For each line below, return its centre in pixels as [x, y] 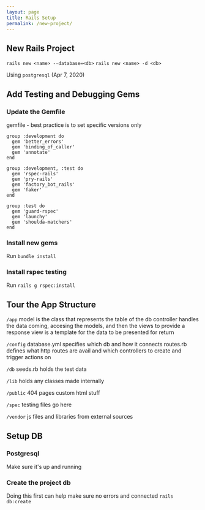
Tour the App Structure [51, 304]
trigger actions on [29, 357]
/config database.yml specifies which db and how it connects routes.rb [97, 344]
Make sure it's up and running [44, 466]
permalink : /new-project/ [39, 23]
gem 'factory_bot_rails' [43, 185]
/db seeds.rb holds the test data [47, 369]
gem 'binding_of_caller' [43, 147]
